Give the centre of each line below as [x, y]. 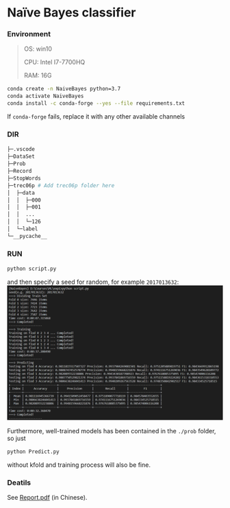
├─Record [20, 171]
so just [16, 438]
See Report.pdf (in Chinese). [47, 498]
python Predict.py [33, 451]
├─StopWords [24, 178]
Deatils [19, 483]
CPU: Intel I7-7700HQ [54, 62]
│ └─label [23, 229]
